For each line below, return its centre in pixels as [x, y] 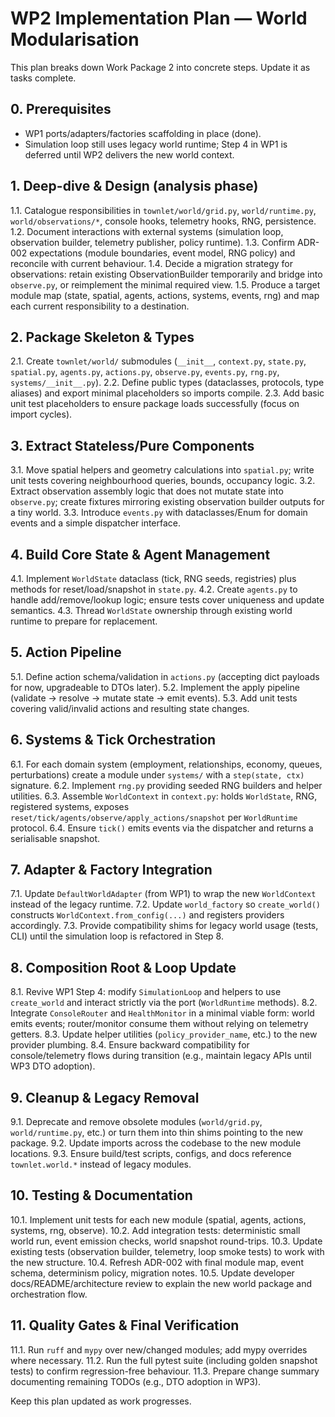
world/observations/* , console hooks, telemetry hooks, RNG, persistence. [163, 221]
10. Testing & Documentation [101, 1195]
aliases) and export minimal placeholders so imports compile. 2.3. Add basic [167, 393]
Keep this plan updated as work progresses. [101, 1401]
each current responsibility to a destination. [100, 306]
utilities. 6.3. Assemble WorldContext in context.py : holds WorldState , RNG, [164, 796]
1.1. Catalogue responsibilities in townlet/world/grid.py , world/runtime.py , [163, 210]
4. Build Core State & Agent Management [140, 554]
